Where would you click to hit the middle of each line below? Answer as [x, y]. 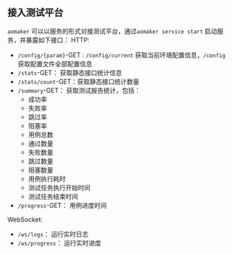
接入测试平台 [35, 13]
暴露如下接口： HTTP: [58, 40]
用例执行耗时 [47, 178]
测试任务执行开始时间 [59, 187]
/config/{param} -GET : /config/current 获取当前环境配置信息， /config [121, 54]
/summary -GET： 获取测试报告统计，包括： [79, 90]
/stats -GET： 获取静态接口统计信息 [70, 72]
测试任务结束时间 [53, 196]
